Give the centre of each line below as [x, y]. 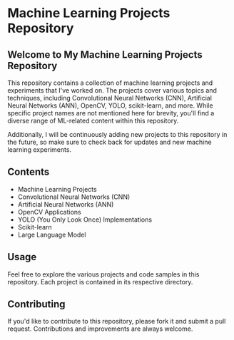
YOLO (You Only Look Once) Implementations [85, 220]
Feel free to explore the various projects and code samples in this [103, 274]
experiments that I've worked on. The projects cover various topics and [112, 90]
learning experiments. [40, 150]
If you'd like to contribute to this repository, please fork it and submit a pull [117, 321]
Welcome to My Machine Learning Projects [105, 55]
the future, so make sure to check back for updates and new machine [110, 142]
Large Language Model [52, 235]
